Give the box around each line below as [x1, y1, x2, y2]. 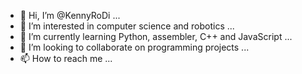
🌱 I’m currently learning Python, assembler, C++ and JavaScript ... [19, 31, 293, 42]
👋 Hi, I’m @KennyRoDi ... [19, 10, 121, 21]
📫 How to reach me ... [19, 53, 113, 64]
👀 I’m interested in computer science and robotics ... [19, 20, 235, 32]
